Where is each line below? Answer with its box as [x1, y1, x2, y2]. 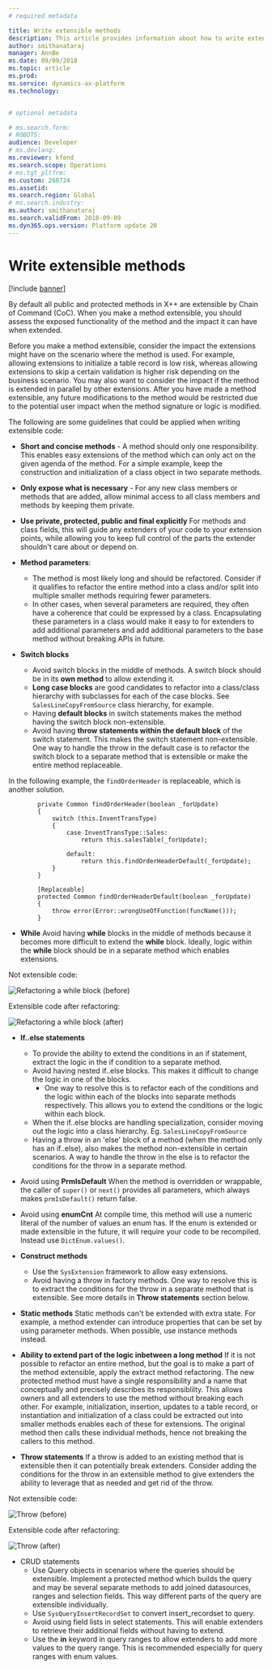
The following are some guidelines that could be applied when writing [8, 417, 240, 426]
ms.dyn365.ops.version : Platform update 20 [8, 221, 158, 230]
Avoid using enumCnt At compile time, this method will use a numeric [19, 1209, 253, 1219]
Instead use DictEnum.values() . [19, 1235, 125, 1245]
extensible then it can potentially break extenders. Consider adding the [19, 1460, 257, 1470]
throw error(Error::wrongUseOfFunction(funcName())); [51, 906, 237, 914]
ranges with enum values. [32, 1651, 119, 1661]
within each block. [44, 1109, 106, 1118]
